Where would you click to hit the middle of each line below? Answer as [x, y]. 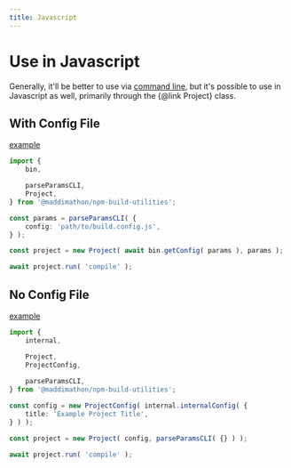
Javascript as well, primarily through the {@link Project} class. [123, 95]
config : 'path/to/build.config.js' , [93, 226]
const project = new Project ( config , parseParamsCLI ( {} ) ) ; [129, 438]
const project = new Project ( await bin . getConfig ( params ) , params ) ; [146, 251]
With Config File [55, 123]
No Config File [50, 295]
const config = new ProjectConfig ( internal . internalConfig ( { [129, 406]
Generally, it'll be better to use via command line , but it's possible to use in [145, 86]
